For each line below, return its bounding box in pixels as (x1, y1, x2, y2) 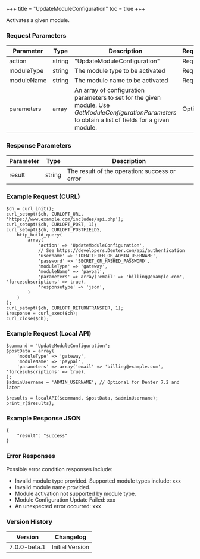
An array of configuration (74, 86, 145, 94)
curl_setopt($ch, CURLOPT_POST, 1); (6, 221, 97, 228)
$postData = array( (6, 348, 55, 354)
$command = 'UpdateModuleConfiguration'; (6, 343, 111, 349)
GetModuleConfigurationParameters (74, 109, 177, 117)
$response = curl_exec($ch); (6, 310, 79, 316)
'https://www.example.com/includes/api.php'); (6, 216, 124, 222)
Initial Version (51, 543, 90, 551)
